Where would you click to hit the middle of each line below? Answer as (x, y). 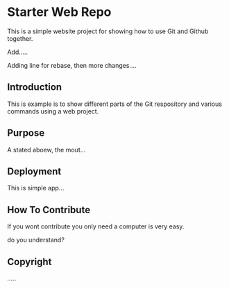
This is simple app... (36, 188)
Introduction (35, 87)
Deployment (34, 171)
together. (20, 38)
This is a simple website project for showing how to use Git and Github (108, 31)
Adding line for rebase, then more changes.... (72, 65)
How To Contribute (49, 209)
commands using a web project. (53, 111)
